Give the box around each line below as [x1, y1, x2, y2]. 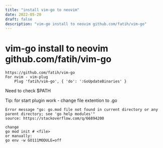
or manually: [5, 133, 33, 138]
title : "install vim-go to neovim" [5, 7, 80, 13]
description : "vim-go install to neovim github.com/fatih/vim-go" [5, 21, 147, 27]
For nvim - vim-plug [5, 75, 49, 80]
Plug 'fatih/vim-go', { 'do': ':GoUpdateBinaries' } [14, 79, 127, 84]
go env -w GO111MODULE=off [5, 138, 62, 143]
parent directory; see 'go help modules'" [5, 111, 95, 117]
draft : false [5, 17, 33, 22]
